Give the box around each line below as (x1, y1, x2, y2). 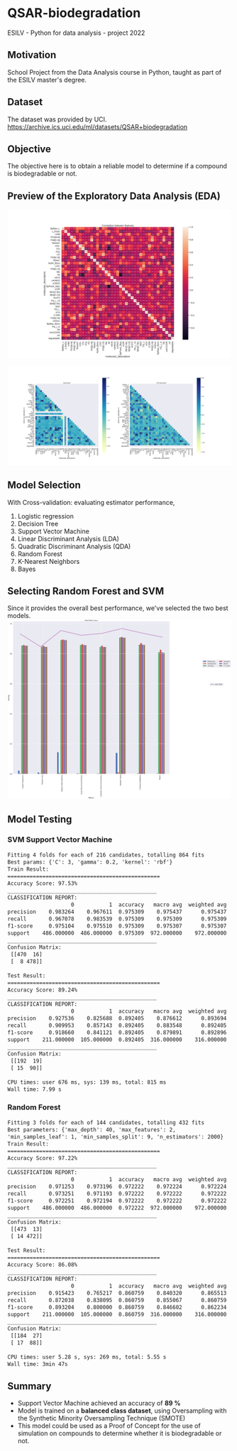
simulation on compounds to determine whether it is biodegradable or (17, 1429, 222, 1438)
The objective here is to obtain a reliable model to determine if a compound (7, 162, 227, 170)
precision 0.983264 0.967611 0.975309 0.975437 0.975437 (7, 908, 227, 915)
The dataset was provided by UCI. (7, 115, 107, 124)
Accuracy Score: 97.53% (7, 880, 78, 887)
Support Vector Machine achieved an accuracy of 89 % (17, 1399, 181, 1408)
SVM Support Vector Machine (7, 835, 113, 844)
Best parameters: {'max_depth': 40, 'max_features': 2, (7, 1126, 176, 1134)
